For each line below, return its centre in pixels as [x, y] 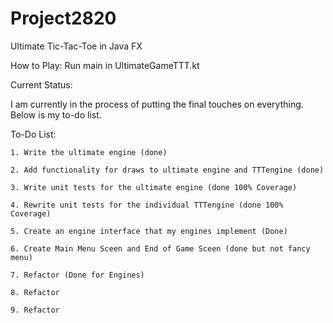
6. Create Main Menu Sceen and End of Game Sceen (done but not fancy [160, 248]
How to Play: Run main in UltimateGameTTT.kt [105, 65]
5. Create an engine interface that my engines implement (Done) [149, 231]
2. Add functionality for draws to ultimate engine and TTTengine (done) [167, 170]
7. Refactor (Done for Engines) [77, 275]
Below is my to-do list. [56, 114]
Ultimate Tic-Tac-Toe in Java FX [76, 46]
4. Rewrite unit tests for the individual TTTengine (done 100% [147, 205]
